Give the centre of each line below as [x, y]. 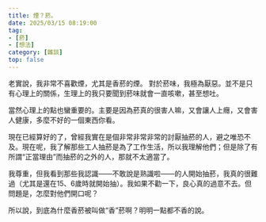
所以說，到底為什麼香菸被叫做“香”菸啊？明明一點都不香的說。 [108, 210]
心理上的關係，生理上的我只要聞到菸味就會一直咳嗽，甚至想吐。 [119, 93]
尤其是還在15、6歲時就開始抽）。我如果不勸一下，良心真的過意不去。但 [137, 183]
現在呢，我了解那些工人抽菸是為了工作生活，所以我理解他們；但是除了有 [140, 147]
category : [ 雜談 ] [36, 52]
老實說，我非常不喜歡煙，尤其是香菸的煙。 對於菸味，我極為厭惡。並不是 [127, 83]
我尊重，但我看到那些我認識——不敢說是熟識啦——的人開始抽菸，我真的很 [129, 173]
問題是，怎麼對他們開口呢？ [53, 193]
